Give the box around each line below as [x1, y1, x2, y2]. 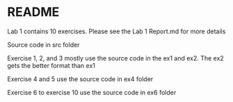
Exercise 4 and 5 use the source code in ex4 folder [7, 74, 154, 83]
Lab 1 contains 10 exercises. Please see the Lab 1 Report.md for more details [7, 27, 226, 35]
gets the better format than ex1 [7, 61, 96, 69]
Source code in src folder [7, 40, 80, 49]
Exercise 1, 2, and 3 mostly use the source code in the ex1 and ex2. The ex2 [7, 53, 224, 62]
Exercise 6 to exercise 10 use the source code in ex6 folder [7, 88, 177, 96]
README [7, 4, 60, 20]
